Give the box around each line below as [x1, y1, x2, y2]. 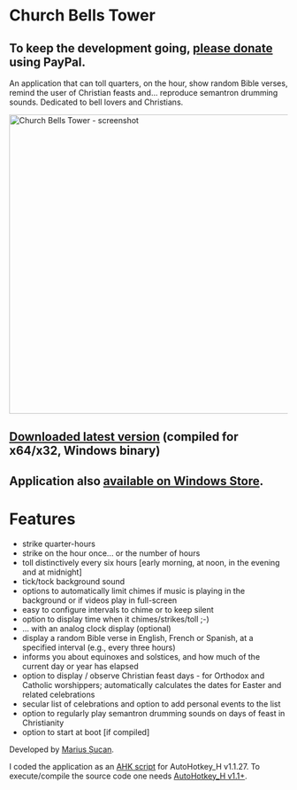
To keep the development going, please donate [9, 41, 273, 56]
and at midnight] [21, 567, 82, 577]
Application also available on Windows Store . [9, 473, 264, 489]
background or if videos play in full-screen [21, 595, 178, 606]
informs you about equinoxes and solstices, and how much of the [21, 651, 261, 661]
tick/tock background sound [21, 575, 126, 586]
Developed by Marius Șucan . [9, 744, 115, 755]
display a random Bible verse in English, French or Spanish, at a [21, 632, 254, 643]
